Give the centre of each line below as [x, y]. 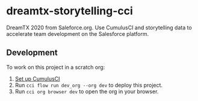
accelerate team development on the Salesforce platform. [78, 33]
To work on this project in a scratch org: [56, 67]
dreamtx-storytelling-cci [70, 11]
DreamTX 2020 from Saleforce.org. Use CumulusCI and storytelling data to [99, 27]
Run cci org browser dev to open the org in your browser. [87, 91]
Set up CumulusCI [37, 78]
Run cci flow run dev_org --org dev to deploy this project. [89, 85]
